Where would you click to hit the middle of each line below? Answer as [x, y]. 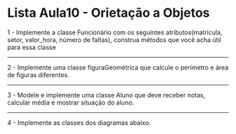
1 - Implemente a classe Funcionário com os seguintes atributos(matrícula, [115, 32]
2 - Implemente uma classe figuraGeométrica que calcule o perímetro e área [118, 67]
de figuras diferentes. [38, 74]
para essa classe [32, 47]
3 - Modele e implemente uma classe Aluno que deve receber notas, [106, 95]
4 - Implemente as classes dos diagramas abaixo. [79, 122]
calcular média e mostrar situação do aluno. [71, 102]
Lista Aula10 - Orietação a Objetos [109, 13]
